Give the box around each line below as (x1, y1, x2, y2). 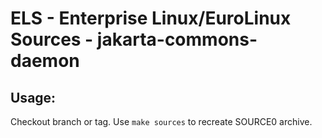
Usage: (10, 89, 57, 106)
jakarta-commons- (96, 28, 258, 51)
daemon (10, 50, 80, 72)
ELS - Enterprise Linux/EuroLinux (10, 7, 292, 30)
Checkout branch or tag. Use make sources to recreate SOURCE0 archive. (10, 116, 313, 127)
